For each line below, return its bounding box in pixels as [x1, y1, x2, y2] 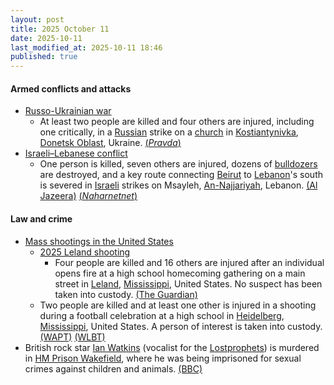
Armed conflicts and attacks [10, 82, 132, 95]
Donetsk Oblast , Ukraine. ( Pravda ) [39, 137, 182, 149]
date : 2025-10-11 [10, 33, 83, 43]
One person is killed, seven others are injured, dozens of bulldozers [39, 158, 318, 170]
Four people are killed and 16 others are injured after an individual [54, 256, 325, 268]
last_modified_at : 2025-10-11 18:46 [10, 42, 163, 53]
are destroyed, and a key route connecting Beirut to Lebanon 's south [39, 169, 323, 181]
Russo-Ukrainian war [24, 105, 112, 117]
